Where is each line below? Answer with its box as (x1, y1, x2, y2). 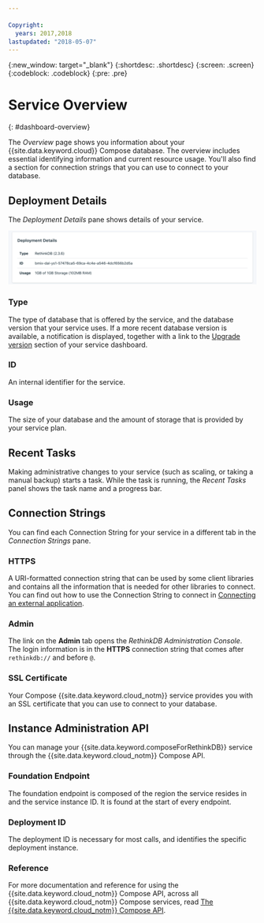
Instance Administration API (8, 722, 150, 735)
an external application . (8, 599, 84, 609)
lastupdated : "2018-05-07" (8, 38, 97, 46)
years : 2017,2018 (15, 29, 73, 37)
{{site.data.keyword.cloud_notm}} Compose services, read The (8, 897, 214, 906)
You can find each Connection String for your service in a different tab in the (8, 527, 256, 537)
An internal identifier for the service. (8, 377, 126, 386)
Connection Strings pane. (8, 536, 91, 545)
